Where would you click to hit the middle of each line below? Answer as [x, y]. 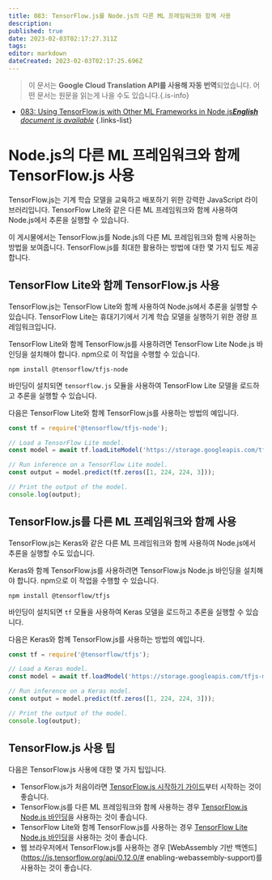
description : [30, 23]
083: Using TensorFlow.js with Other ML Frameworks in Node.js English [139, 111]
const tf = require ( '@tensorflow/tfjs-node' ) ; [88, 428]
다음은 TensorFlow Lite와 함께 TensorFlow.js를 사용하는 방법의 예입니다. [123, 412]
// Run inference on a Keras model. [70, 691]
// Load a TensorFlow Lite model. [67, 442]
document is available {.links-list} [76, 120]
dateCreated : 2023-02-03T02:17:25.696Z [76, 62]
